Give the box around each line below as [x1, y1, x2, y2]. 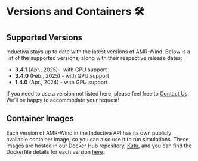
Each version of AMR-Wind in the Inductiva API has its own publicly [6, 129, 172, 137]
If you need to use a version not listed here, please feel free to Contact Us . [6, 90, 190, 97]
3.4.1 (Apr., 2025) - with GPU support [14, 66, 107, 73]
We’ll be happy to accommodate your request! [6, 96, 120, 103]
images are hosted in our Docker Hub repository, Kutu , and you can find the [6, 142, 192, 149]
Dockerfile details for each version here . [6, 148, 105, 155]
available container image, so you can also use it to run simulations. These [6, 135, 189, 143]
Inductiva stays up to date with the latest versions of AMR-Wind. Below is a [6, 48, 191, 55]
